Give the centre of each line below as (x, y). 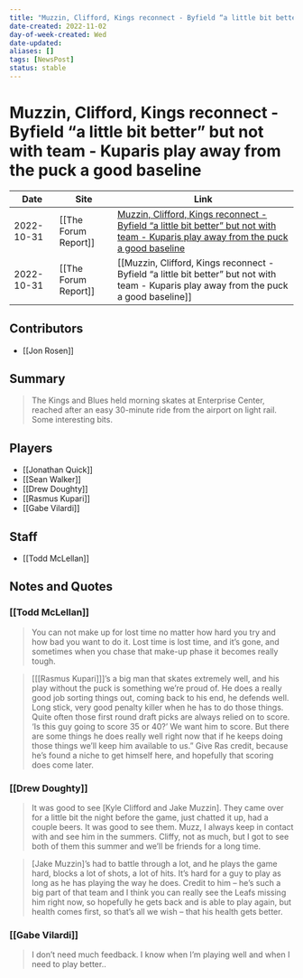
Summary (37, 379)
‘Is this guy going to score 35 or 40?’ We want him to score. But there (160, 726)
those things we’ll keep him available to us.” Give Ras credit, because (160, 745)
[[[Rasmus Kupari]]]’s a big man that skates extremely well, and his (155, 678)
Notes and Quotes (61, 587)
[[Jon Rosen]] (48, 350)
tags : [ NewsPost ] (42, 60)
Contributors (46, 329)
